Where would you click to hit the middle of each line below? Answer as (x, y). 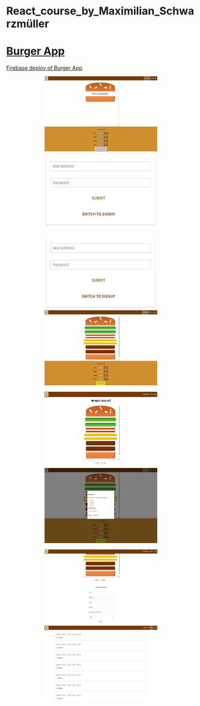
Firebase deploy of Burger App (44, 68)
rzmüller (28, 24)
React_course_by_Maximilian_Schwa (100, 11)
